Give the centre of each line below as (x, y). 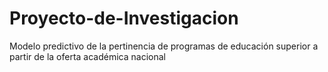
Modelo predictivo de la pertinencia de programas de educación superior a (164, 46)
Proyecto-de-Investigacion (124, 18)
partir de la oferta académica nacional (87, 56)
